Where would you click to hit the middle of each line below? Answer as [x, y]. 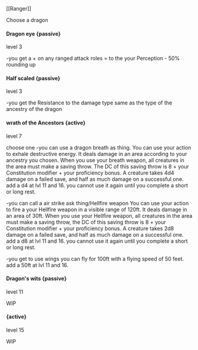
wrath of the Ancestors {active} [46, 123]
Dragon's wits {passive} [36, 279]
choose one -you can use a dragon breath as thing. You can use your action [99, 147]
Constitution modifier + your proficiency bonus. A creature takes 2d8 [90, 228]
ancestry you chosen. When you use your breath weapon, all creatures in [95, 160]
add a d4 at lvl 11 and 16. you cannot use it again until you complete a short [97, 185]
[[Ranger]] [19, 9]
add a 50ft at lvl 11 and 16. [38, 265]
